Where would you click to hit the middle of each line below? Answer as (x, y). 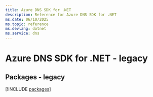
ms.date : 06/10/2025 (27, 19)
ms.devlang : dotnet (26, 29)
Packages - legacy (35, 77)
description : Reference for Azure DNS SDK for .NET (61, 15)
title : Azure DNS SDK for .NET (38, 10)
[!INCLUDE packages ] (28, 89)
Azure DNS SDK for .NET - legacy (76, 58)
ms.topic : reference (27, 24)
